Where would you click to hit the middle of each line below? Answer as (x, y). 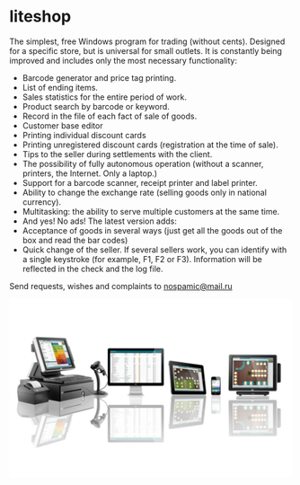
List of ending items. (60, 87)
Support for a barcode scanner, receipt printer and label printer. (140, 182)
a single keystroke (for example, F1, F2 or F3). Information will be (142, 259)
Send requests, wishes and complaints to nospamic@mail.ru (121, 286)
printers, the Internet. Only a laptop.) (90, 173)
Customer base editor (62, 125)
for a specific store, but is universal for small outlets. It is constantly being (146, 50)
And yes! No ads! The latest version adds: (100, 221)
